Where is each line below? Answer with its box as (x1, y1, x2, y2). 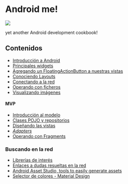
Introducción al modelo (12, 112, 61, 118)
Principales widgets (12, 63, 54, 69)
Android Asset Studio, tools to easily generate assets (12, 168, 122, 174)
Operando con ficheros (12, 84, 61, 90)
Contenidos (5, 44, 43, 53)
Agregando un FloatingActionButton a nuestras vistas (12, 68, 123, 74)
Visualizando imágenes (12, 89, 61, 95)
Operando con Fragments (12, 133, 66, 139)
